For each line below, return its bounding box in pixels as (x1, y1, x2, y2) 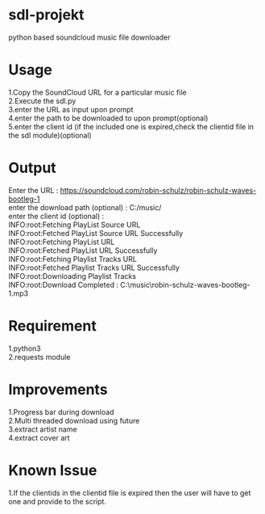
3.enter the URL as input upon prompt (8, 104, 134, 114)
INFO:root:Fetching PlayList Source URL (8, 220, 141, 230)
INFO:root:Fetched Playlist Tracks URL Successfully (8, 263, 180, 272)
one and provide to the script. (8, 496, 107, 506)
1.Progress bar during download (8, 407, 114, 417)
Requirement (8, 317, 97, 335)
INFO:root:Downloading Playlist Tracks (8, 271, 137, 280)
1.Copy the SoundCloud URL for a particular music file (8, 87, 187, 97)
